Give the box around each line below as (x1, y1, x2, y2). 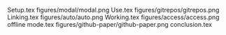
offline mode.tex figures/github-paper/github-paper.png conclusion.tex (7, 21, 212, 28)
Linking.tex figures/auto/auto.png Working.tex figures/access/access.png (7, 13, 220, 21)
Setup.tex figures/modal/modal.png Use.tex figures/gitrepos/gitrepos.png (7, 6, 220, 14)
